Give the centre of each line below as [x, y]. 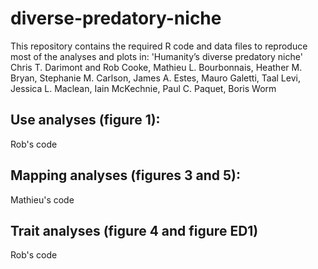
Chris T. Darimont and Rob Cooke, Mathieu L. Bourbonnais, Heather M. [156, 67]
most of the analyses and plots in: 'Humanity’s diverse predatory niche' [156, 56]
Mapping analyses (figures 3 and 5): [126, 175]
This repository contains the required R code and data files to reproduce [159, 46]
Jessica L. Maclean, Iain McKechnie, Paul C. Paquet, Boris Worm [143, 88]
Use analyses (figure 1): [85, 120]
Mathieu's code [42, 199]
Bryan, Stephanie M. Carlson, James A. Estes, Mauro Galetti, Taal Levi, [155, 78]
